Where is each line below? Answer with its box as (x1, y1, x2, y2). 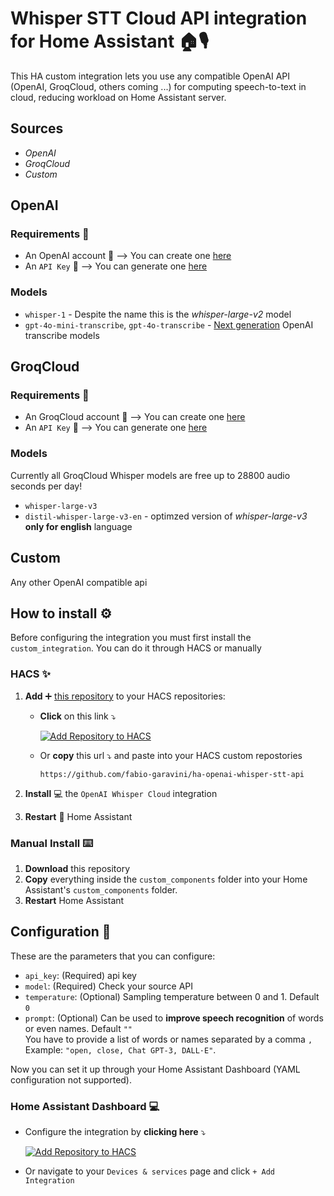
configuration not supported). (10, 1073, 133, 1086)
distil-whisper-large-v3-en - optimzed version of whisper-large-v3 (24, 510, 308, 522)
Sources (10, 120, 64, 137)
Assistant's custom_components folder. (24, 883, 178, 896)
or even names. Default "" (24, 1022, 133, 1034)
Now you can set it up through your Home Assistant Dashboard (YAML (10, 1063, 301, 1075)
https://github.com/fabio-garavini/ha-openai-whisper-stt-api (39, 769, 305, 779)
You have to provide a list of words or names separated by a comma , (24, 1033, 313, 1045)
